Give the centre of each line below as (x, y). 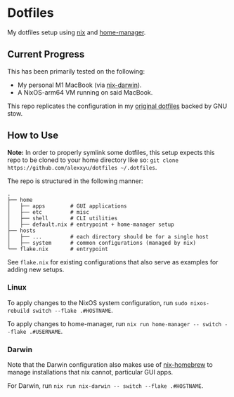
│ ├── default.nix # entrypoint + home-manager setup (91, 224)
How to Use (33, 136)
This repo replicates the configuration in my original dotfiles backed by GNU (117, 106)
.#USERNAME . (46, 331)
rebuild (19, 311)
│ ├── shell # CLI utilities (63, 218)
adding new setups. (36, 269)
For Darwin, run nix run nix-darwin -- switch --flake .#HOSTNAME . (105, 386)
